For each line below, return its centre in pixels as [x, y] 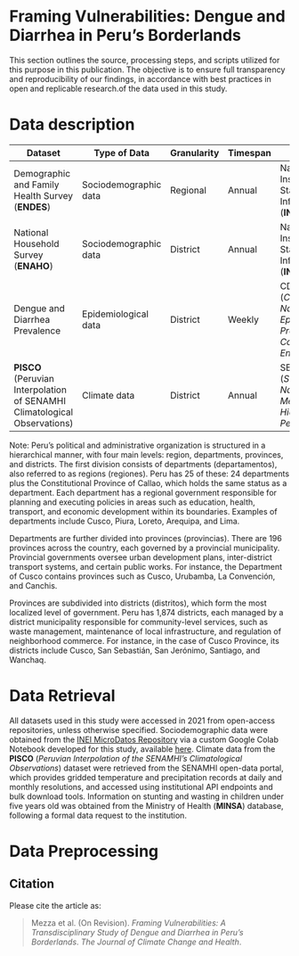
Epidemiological [115, 314]
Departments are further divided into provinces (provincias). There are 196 [145, 538]
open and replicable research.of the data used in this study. [118, 88]
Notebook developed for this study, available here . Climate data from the [142, 749]
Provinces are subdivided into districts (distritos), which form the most [138, 603]
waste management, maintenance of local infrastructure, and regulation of [145, 631]
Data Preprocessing [84, 851]
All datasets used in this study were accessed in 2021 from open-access [142, 721]
